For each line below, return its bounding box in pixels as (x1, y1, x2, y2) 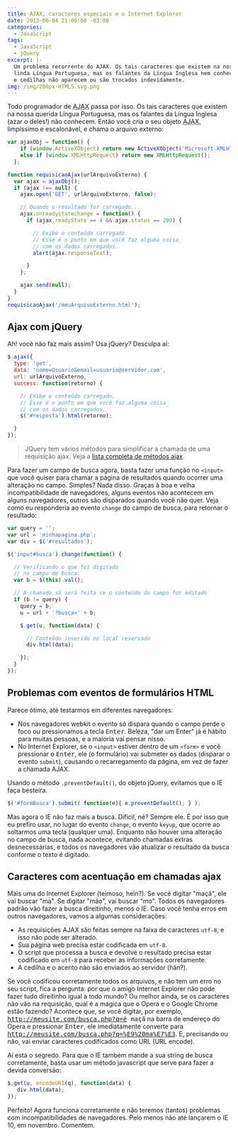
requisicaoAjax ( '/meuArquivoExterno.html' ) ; (7, 301, 141, 308)
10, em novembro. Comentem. (7, 1121, 96, 1130)
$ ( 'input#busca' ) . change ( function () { (7, 551, 122, 558)
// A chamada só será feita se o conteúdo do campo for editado (13, 590, 208, 597)
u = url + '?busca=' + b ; (20, 609, 97, 617)
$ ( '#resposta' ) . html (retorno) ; (20, 412, 113, 420)
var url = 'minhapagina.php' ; (7, 531, 97, 539)
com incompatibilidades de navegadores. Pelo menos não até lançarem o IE (7, 1113, 229, 1122)
